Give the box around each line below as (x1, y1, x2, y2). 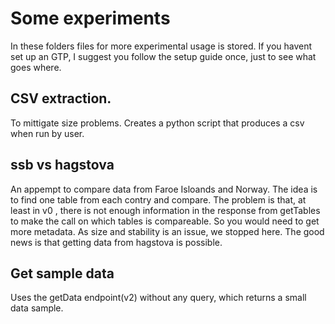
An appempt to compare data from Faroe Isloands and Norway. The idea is (10, 183, 318, 195)
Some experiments (10, 7, 171, 30)
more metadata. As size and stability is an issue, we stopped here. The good (10, 225, 325, 237)
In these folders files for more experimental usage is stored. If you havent (10, 40, 313, 52)
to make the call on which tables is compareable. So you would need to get (10, 215, 320, 227)
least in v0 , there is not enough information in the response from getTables (10, 204, 321, 216)
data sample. (10, 302, 64, 314)
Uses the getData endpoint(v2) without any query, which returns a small (10, 292, 307, 304)
